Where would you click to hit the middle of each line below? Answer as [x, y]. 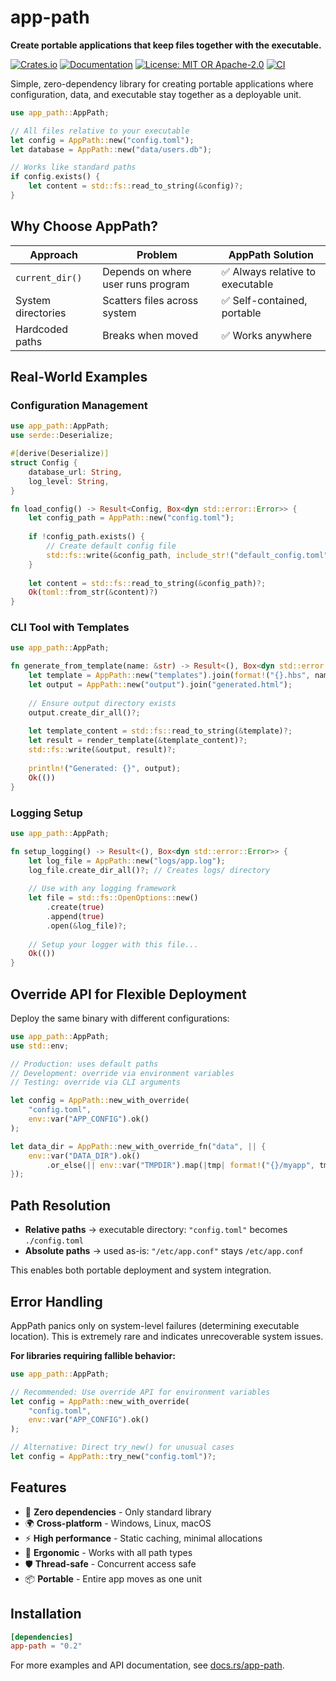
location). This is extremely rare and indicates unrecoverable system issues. [167, 1336]
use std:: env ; [40, 1046]
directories [41, 313]
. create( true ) [75, 907]
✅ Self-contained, [264, 300]
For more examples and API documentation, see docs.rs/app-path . [147, 1665]
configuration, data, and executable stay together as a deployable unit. [156, 94]
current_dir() [49, 277]
